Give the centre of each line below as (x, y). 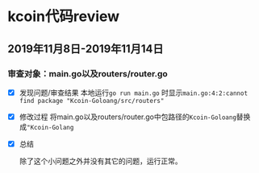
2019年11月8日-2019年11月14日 (86, 49)
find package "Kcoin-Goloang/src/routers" (92, 101)
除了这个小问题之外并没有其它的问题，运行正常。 (100, 161)
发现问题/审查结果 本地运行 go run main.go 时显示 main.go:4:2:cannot (133, 93)
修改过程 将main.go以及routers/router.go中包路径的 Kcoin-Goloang (128, 117)
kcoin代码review (64, 16)
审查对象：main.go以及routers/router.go (88, 73)
